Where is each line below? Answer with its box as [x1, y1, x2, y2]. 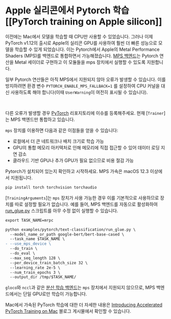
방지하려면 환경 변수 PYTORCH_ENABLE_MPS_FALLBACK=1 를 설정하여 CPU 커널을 [5, 82, 160, 89]
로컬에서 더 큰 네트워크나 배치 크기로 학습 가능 [12, 138, 104, 144]
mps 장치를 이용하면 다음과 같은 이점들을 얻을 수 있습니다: [5, 127, 118, 133]
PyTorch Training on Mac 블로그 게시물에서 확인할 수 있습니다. [5, 308, 132, 314]
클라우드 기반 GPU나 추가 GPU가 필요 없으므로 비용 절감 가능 [12, 157, 134, 163]
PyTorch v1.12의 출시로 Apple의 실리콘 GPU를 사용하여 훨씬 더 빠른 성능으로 [5, 39, 157, 46]
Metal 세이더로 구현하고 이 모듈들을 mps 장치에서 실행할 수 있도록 [14, 59, 146, 65]
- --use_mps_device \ [5, 241, 52, 246]
